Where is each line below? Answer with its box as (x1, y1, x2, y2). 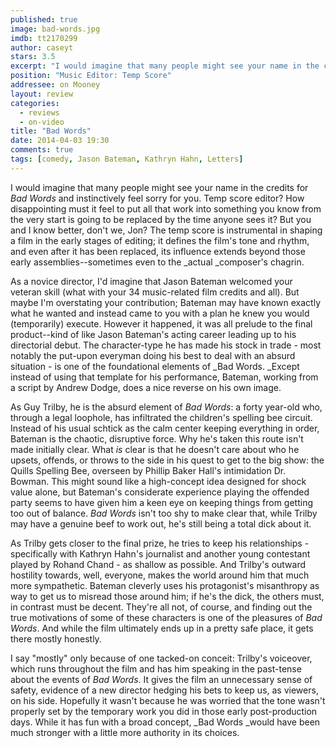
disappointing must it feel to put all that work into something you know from (10, 202, 322, 215)
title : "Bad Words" (10, 126, 92, 136)
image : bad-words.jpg (10, 24, 101, 34)
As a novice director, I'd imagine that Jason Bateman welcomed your (10, 275, 293, 287)
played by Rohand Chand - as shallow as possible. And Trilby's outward (10, 558, 307, 570)
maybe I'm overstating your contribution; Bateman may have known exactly (10, 296, 322, 308)
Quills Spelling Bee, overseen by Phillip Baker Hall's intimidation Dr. (10, 464, 287, 476)
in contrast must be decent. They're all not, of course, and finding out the (10, 601, 313, 613)
